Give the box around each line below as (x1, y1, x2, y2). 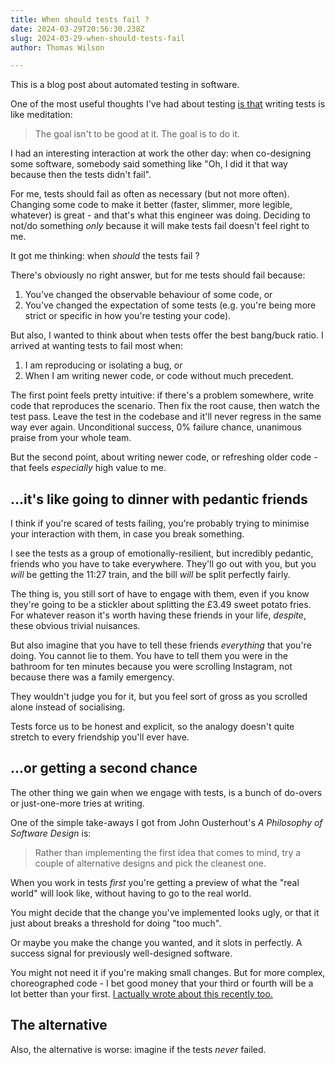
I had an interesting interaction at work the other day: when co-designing (10, 147, 312, 160)
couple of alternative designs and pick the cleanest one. (34, 857, 267, 869)
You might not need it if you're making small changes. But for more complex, (10, 966, 326, 978)
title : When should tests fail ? (10, 14, 150, 25)
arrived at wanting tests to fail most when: (10, 340, 184, 352)
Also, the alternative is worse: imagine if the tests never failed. (10, 1043, 267, 1055)
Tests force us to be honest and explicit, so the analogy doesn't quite (10, 721, 295, 733)
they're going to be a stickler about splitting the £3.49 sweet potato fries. (10, 599, 312, 611)
